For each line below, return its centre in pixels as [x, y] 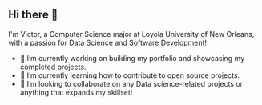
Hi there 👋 [33, 15]
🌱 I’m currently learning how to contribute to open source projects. [130, 75]
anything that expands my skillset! [76, 92]
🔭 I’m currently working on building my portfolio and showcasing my [132, 58]
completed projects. [53, 67]
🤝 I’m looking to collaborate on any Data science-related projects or [131, 83]
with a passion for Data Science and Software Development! [107, 42]
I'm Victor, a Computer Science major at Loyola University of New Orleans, [131, 34]
